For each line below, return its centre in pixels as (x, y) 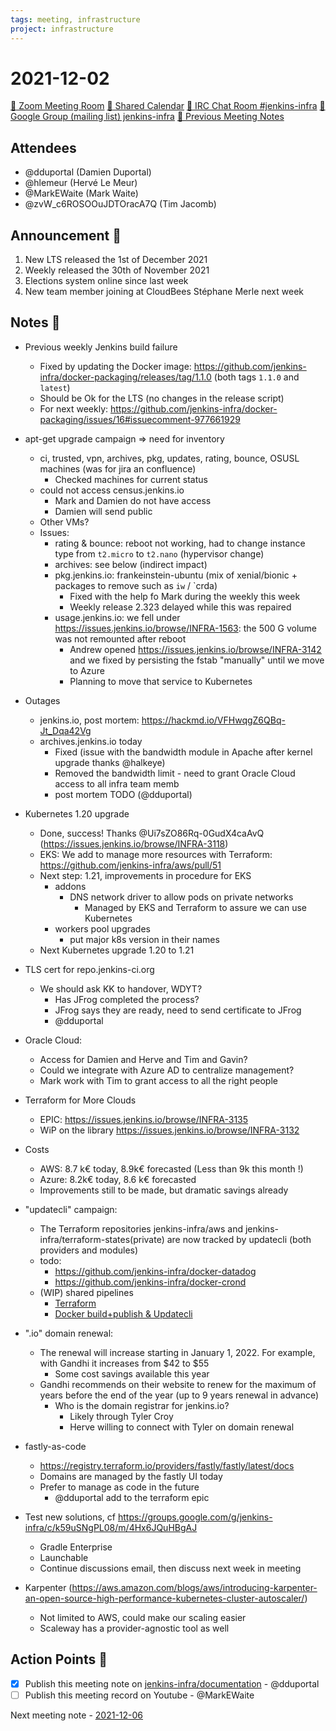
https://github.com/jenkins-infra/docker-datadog (155, 1271)
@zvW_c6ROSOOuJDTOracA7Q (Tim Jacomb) (120, 204)
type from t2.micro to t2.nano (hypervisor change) (159, 553)
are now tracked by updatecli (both (239, 1239)
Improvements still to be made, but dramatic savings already (164, 1190)
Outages (42, 700)
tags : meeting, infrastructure (75, 19)
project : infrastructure (62, 29)
